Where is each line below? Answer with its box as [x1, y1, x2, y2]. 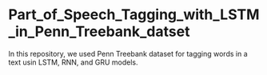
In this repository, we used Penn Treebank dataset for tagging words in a [8, 49, 248, 58]
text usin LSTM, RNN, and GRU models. [8, 57, 138, 67]
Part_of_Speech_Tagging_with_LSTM [8, 6, 260, 24]
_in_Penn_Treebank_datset [8, 22, 190, 41]
